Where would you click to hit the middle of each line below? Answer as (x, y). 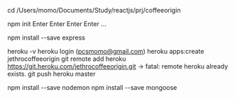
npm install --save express (46, 37)
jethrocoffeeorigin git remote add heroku (67, 59)
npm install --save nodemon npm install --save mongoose (92, 87)
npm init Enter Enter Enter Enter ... (57, 24)
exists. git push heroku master (51, 74)
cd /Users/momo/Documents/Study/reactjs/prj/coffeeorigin (94, 10)
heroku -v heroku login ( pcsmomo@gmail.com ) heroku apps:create (106, 51)
